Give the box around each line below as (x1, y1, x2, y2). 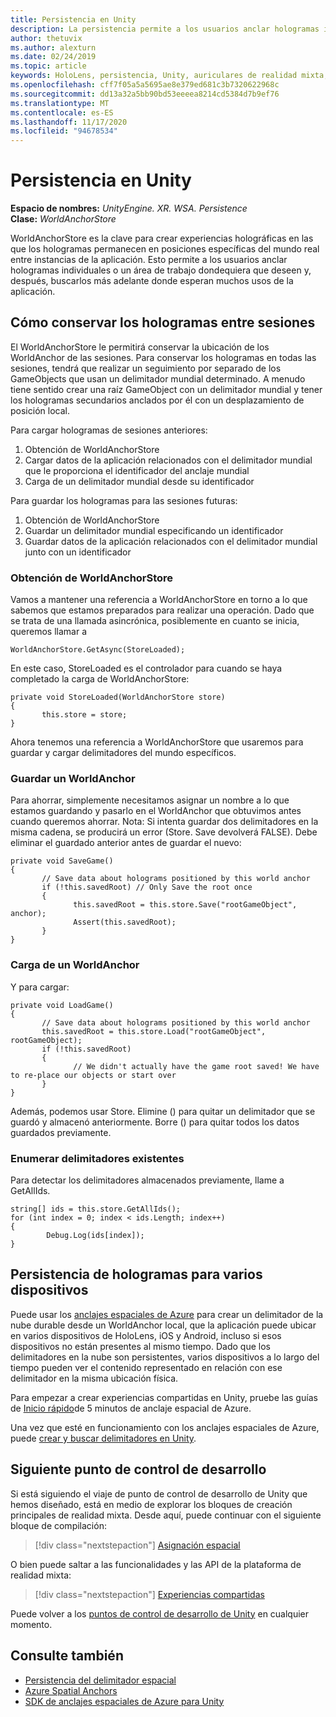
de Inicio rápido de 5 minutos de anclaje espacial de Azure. (10, 1402, 252, 1414)
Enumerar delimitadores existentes (10, 1151, 185, 1165)
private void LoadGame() (10, 1000, 114, 1010)
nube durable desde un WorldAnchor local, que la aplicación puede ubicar (10, 1319, 317, 1331)
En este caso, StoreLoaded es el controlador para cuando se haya (10, 662, 283, 675)
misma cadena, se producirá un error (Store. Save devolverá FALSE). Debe (10, 826, 318, 838)
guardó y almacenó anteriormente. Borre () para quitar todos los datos (10, 1116, 300, 1128)
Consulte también (10, 1647, 124, 1665)
